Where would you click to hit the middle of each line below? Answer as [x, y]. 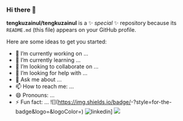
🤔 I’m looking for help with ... [51, 73]
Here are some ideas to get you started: [57, 42]
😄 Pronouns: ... [35, 95]
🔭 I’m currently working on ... [52, 54]
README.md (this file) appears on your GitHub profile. [71, 30]
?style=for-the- [152, 102]
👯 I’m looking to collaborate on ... [57, 67]
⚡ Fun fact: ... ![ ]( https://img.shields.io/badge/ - [74, 102]
